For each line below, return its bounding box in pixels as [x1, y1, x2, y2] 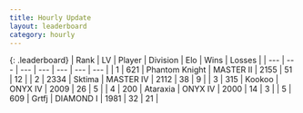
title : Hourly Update [9, 13, 92, 23]
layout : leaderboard [9, 22, 88, 31]
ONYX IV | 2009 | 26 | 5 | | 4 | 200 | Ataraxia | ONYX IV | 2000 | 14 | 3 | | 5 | [9, 83, 292, 95]
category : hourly [9, 30, 76, 39]
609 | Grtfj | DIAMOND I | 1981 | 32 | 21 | [9, 93, 159, 104]
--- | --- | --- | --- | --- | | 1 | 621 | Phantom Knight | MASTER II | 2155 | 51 [19, 64, 293, 75]
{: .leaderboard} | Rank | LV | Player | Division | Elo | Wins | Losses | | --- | [9, 55, 285, 66]
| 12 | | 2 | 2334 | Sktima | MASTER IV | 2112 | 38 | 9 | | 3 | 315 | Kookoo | [9, 74, 279, 85]
